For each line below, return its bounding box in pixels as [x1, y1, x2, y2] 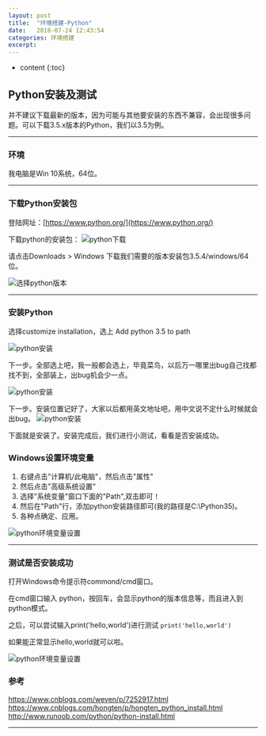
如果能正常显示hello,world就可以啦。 [8, 637, 128, 646]
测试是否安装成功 [8, 558, 74, 569]
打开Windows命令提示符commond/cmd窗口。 [8, 577, 158, 586]
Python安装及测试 [8, 88, 97, 101]
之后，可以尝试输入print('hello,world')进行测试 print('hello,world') [8, 620, 232, 630]
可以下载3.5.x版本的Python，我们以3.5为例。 [21, 120, 169, 129]
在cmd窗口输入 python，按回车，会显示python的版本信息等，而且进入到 [8, 593, 244, 603]
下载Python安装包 [8, 198, 78, 209]
